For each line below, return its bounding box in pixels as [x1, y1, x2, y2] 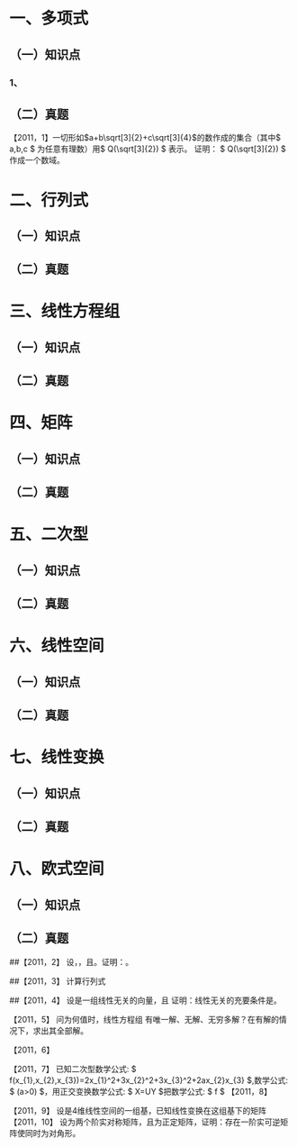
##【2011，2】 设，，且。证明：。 [9, 956, 133, 967]
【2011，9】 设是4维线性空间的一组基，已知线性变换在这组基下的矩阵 [9, 1105, 267, 1115]
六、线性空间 [9, 636, 105, 656]
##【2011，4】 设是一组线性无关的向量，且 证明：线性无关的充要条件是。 [9, 995, 282, 1006]
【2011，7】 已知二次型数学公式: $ [9, 1063, 137, 1074]
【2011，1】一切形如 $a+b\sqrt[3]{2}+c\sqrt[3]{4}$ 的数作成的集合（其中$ [9, 132, 282, 143]
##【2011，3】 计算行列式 [9, 975, 106, 987]
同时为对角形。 [24, 1127, 81, 1138]
